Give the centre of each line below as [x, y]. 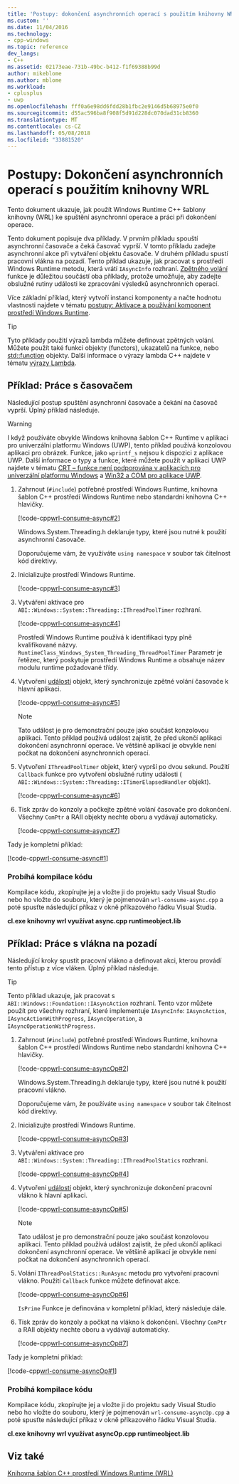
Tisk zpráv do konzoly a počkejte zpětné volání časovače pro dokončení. [124, 809]
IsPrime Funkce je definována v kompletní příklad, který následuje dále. [122, 1308]
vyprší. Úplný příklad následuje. [53, 410]
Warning [20, 424]
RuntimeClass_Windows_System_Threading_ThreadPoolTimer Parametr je [120, 652]
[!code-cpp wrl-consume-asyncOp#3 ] [73, 1139]
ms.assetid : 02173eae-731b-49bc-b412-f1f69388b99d [84, 67]
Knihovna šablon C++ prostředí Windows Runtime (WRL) [90, 1473]
